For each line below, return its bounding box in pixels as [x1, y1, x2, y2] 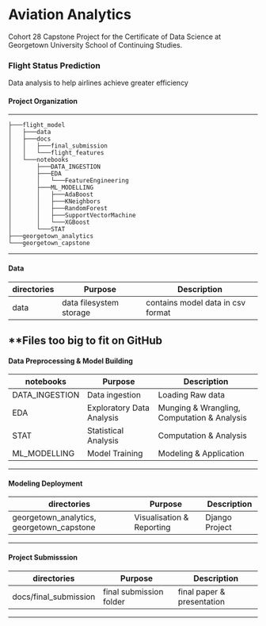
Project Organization [8, 96, 78, 106]
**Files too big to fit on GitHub [8, 334, 162, 348]
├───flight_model [8, 121, 66, 129]
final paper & [177, 586, 226, 597]
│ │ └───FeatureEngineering [8, 177, 129, 185]
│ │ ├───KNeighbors [8, 198, 101, 205]
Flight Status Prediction [8, 60, 101, 71]
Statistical [86, 425, 124, 436]
